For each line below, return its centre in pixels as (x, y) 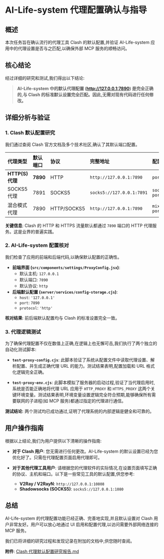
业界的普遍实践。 (39, 232)
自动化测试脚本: (21, 349)
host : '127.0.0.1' (37, 297)
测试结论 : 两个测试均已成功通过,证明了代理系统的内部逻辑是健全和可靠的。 (80, 411)
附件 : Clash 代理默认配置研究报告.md (42, 551)
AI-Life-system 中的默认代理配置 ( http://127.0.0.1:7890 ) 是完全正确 (85, 88)
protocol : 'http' (36, 308)
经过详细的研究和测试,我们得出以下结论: (45, 78)
